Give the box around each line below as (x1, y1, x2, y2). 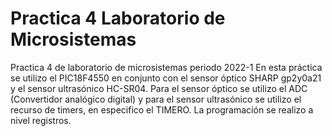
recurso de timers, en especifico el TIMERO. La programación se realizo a (10, 103, 314, 116)
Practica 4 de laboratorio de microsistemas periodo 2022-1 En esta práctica (10, 61, 323, 73)
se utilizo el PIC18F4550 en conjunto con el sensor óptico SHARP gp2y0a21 (10, 72, 322, 84)
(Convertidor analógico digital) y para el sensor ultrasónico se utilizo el (10, 93, 302, 105)
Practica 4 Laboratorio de (10, 7, 226, 30)
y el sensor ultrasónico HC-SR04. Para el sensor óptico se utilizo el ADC (10, 82, 308, 94)
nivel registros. (10, 114, 72, 126)
